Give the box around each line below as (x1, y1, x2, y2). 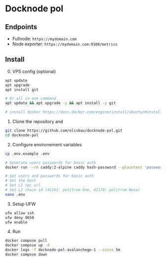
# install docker (5, 110, 41, 115)
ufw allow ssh (5, 211, 35, 216)
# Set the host (5, 178, 37, 183)
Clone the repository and (12, 119, 63, 125)
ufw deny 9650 (5, 215, 35, 220)
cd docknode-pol (5, 132, 39, 137)
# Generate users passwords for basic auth (5, 160, 96, 165)
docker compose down (5, 252, 48, 257)
